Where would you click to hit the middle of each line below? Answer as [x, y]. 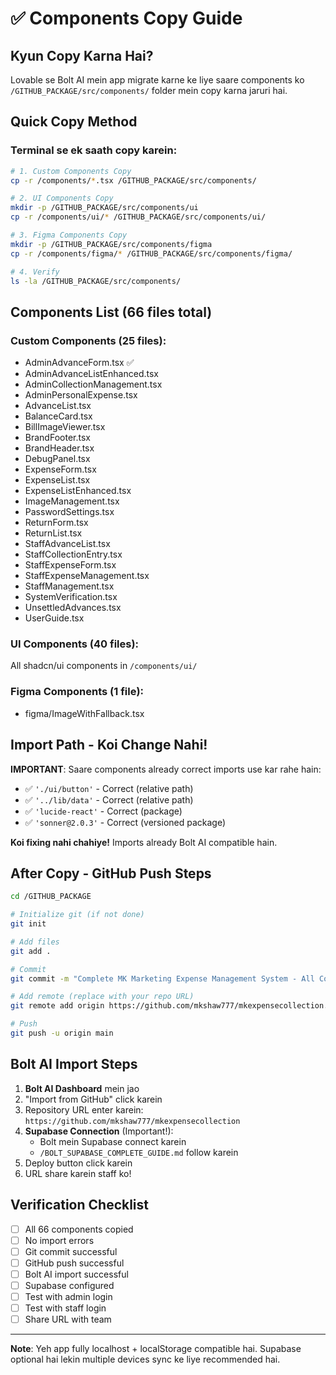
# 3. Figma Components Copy [69, 235]
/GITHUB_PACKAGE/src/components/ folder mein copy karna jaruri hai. [149, 90]
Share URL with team [68, 1319]
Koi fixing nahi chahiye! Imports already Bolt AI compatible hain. [144, 842]
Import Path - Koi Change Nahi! [109, 745]
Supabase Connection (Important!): [99, 1131]
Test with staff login [65, 1308]
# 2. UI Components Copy [62, 198]
